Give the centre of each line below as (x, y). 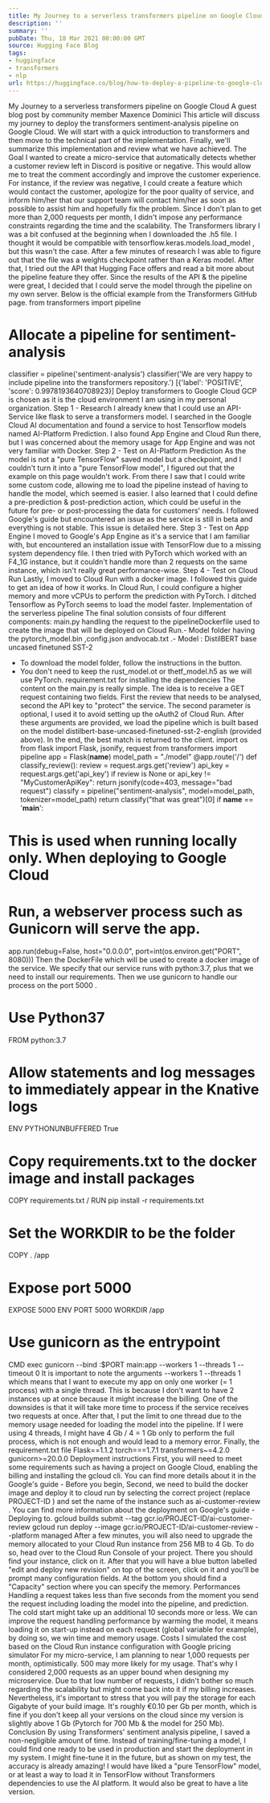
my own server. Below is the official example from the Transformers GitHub (133, 293)
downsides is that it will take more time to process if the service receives (129, 1408)
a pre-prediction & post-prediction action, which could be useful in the (125, 502)
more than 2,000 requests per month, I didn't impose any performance (125, 217)
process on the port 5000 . (53, 985)
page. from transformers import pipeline (75, 302)
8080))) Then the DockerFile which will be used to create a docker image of (134, 959)
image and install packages (102, 1178)
